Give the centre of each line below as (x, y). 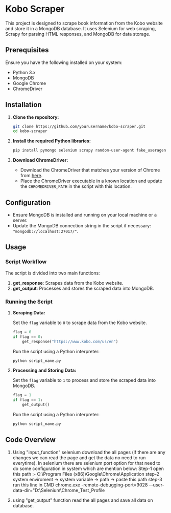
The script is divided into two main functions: (53, 273)
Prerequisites (27, 50)
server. (20, 220)
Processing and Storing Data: (44, 370)
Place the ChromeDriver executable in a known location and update (91, 181)
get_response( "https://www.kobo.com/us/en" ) (70, 341)
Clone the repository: (36, 117)
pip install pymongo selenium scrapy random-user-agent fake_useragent (90, 151)
